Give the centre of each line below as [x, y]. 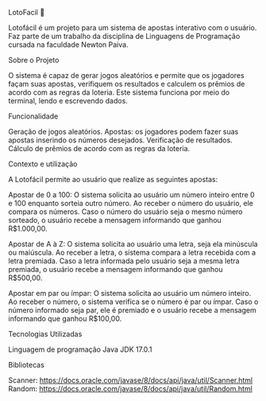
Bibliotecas [27, 365]
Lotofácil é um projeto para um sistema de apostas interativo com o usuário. [133, 27]
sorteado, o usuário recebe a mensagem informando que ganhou [115, 220]
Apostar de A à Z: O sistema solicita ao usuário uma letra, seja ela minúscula [133, 244]
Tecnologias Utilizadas [45, 334]
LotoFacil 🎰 [27, 12]
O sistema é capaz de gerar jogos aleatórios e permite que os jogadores [126, 75]
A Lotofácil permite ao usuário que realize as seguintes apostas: [113, 179]
